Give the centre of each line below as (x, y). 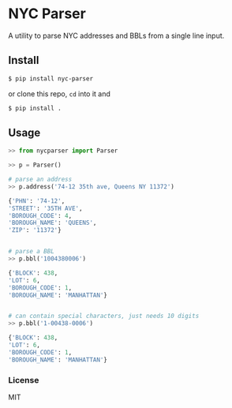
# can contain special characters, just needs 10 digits (104, 316)
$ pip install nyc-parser (51, 79)
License (24, 380)
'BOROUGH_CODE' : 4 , (40, 215)
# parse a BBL (32, 252)
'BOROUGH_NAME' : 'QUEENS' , (52, 223)
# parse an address (40, 180)
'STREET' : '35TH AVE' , (45, 208)
